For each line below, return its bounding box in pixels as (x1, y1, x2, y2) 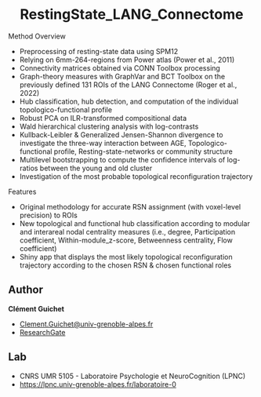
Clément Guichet (8, 304, 65, 313)
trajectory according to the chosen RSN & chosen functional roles (19, 260, 232, 270)
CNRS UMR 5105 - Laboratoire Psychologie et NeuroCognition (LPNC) (19, 371, 246, 381)
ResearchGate (19, 327, 66, 337)
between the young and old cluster (39, 163, 153, 173)
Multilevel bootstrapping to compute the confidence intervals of (19, 155, 226, 164)
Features (8, 187, 37, 196)
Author (8, 283, 43, 297)
